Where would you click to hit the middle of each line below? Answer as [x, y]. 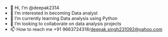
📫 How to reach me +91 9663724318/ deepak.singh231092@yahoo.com [86, 29]
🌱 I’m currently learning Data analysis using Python [64, 18]
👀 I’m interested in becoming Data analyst [54, 13]
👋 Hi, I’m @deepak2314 [35, 8]
